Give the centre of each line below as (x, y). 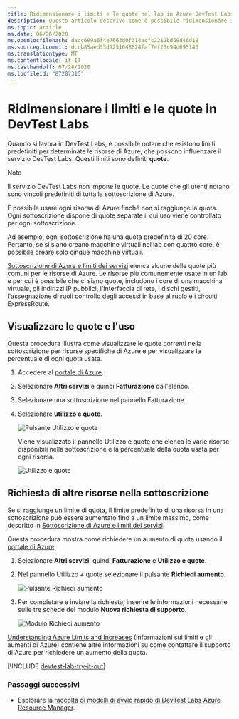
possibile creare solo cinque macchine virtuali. (75, 252)
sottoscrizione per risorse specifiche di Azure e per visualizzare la (104, 351)
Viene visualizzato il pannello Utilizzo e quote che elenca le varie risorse (123, 442)
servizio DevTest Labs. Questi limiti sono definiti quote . (88, 159)
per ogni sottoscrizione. (42, 223)
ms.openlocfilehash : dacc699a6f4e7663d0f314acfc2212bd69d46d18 (103, 41)
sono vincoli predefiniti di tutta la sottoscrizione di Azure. (91, 194)
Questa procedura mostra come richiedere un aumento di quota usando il (115, 539)
